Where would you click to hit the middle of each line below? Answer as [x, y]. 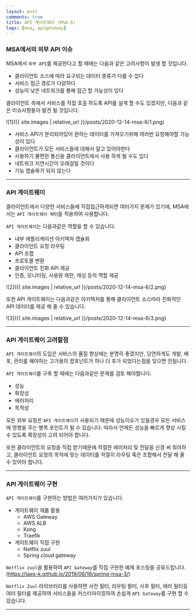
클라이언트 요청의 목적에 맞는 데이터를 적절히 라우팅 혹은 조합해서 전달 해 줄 [99, 455]
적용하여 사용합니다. [87, 214]
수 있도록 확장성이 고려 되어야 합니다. [48, 435]
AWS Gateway [40, 517]
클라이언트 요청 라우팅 [40, 246]
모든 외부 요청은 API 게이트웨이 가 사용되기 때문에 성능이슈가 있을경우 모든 [88, 420]
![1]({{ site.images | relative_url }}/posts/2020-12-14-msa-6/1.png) [85, 122]
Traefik [32, 536]
